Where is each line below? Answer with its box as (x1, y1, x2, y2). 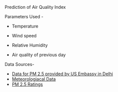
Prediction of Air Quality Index (4, 4, 66, 10)
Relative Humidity (11, 42, 48, 48)
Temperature (11, 23, 39, 29)
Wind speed (11, 33, 37, 38)
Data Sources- (4, 61, 35, 67)
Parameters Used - (4, 14, 44, 19)
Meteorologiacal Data (11, 76, 56, 82)
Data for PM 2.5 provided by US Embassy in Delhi (11, 71, 114, 77)
